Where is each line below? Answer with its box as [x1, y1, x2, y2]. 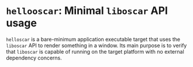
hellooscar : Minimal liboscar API [6, 4, 168, 17]
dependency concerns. [6, 54, 63, 61]
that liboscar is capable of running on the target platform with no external [6, 48, 184, 55]
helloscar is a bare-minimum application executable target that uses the [6, 36, 180, 43]
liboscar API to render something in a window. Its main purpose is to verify [6, 42, 187, 49]
